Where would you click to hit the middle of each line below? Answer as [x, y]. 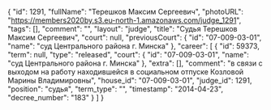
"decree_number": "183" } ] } [56, 97]
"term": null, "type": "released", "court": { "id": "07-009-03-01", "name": [128, 55]
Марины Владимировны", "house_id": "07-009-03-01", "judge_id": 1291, [130, 80]
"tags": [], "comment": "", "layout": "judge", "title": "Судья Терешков [123, 29]
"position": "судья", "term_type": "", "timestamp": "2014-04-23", [116, 89]
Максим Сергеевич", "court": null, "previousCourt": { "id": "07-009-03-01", [135, 37]
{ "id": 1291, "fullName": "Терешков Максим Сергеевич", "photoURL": [126, 12]
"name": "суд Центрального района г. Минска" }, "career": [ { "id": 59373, [134, 46]
